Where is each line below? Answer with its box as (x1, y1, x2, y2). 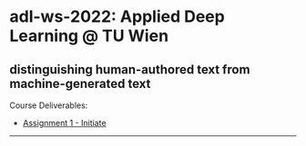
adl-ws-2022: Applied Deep (9, 6, 225, 27)
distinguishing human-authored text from (9, 62, 250, 77)
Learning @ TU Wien (9, 25, 169, 46)
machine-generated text (9, 75, 151, 92)
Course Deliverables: (9, 100, 88, 111)
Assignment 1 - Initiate (22, 118, 107, 128)
